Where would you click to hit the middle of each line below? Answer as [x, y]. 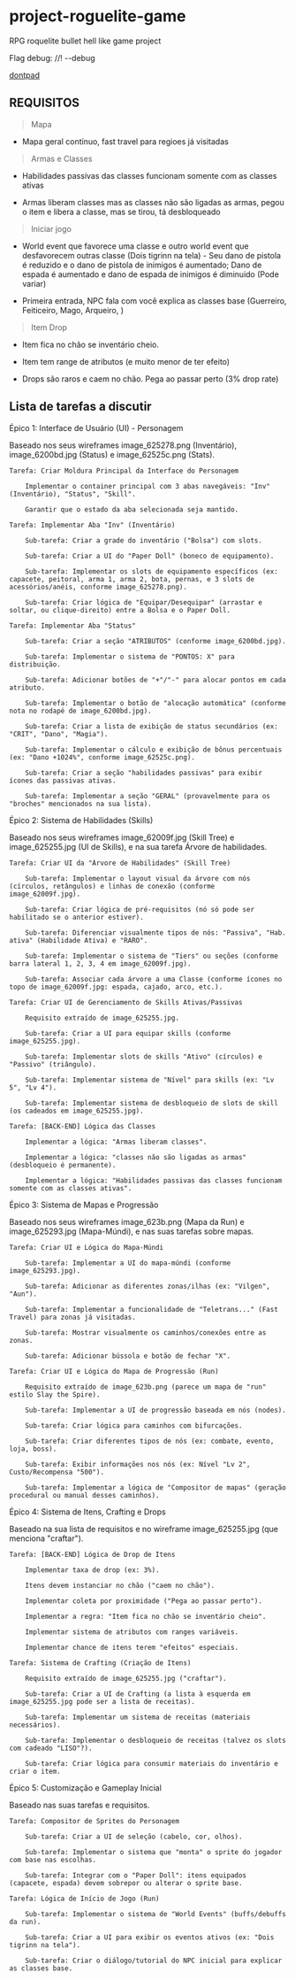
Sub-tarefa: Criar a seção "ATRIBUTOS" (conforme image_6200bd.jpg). [156, 641]
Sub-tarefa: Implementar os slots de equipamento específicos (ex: [151, 571]
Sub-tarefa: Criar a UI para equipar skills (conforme [128, 1033]
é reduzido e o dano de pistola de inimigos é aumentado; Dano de [142, 265]
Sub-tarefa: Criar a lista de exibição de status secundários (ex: [151, 726]
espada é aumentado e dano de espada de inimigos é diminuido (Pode [151, 274]
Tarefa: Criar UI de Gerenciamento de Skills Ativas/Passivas [126, 1002]
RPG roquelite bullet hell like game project [85, 41]
